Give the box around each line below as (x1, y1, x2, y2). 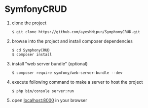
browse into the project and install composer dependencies (11, 38, 133, 44)
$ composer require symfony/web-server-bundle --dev (11, 70, 123, 75)
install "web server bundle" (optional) (11, 60, 88, 66)
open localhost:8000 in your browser (11, 97, 87, 103)
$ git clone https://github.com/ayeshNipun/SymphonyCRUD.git (11, 29, 141, 34)
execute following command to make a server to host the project (11, 79, 143, 85)
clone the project (11, 20, 47, 26)
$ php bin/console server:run (11, 88, 74, 94)
